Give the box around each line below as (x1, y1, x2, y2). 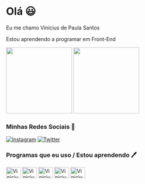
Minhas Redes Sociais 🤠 (6, 122, 75, 131)
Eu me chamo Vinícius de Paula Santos (6, 24, 100, 31)
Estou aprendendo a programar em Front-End (6, 35, 116, 42)
